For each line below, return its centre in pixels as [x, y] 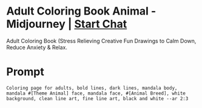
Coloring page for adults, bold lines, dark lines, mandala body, [92, 88]
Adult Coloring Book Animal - [81, 11]
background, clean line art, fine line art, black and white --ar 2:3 [97, 98]
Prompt [25, 72]
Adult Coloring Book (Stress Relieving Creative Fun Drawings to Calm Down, [101, 41]
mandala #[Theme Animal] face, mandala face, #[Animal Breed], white [96, 93]
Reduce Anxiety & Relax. [37, 47]
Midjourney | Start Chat [67, 24]
